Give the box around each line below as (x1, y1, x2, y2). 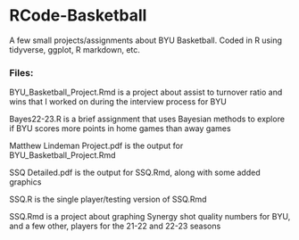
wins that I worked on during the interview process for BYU (9, 96, 228, 107)
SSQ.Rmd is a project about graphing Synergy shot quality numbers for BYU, (9, 211, 291, 222)
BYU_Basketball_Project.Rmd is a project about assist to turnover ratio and (9, 87, 283, 98)
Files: (9, 66, 34, 79)
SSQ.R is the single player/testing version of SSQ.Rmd (9, 194, 207, 205)
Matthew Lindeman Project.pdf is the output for (9, 140, 184, 152)
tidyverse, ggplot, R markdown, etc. (9, 44, 141, 54)
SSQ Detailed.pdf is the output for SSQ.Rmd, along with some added (9, 167, 261, 178)
